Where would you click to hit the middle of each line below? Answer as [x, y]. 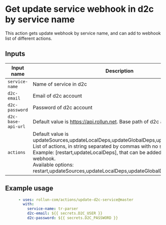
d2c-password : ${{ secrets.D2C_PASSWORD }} [73, 218]
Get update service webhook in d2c [80, 9]
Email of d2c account [58, 96]
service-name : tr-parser [53, 209]
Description [120, 71]
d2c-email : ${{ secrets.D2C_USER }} [65, 213]
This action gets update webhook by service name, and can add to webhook [83, 33]
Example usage [29, 188]
